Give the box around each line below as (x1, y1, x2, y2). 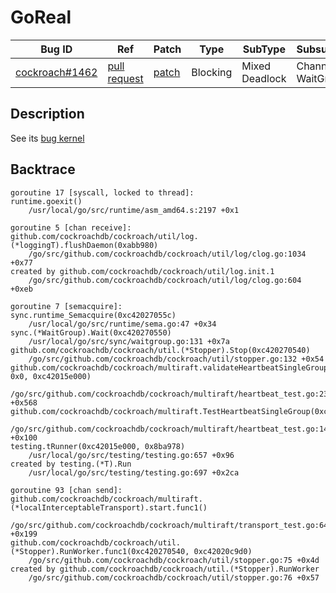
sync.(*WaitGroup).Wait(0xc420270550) (10, 327, 172, 338)
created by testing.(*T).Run (10, 459, 132, 469)
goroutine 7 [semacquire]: (10, 301, 123, 311)
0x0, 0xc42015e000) (10, 371, 92, 381)
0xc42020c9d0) (193, 546, 253, 556)
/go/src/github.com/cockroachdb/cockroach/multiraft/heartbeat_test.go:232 (10, 389, 333, 399)
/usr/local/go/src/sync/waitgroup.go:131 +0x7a (28, 336, 230, 346)
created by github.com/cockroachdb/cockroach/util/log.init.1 (10, 266, 275, 276)
